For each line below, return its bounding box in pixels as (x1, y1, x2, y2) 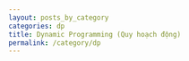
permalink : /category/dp (8, 38, 101, 48)
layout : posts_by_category (8, 13, 109, 22)
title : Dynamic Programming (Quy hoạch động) (8, 30, 181, 39)
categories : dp (8, 22, 65, 30)
